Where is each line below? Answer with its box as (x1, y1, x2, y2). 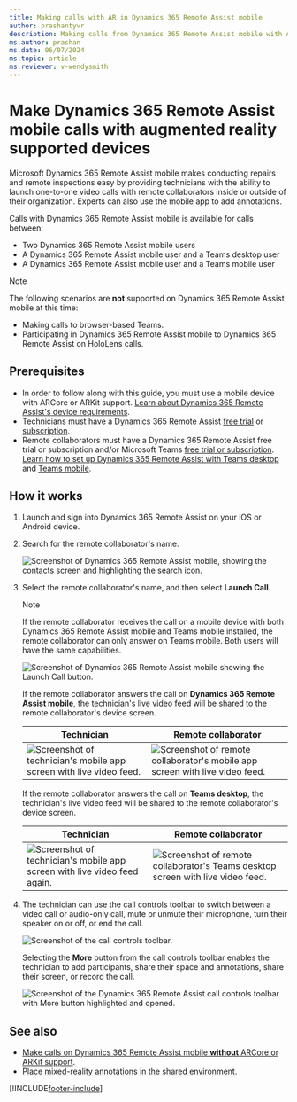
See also (9, 1023, 57, 1038)
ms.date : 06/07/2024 (9, 46, 86, 55)
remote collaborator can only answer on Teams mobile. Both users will (21, 636, 278, 646)
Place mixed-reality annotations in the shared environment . (21, 1066, 238, 1077)
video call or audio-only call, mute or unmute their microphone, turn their (21, 909, 287, 919)
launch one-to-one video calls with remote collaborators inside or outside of (9, 186, 287, 197)
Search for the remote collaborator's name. (21, 538, 179, 550)
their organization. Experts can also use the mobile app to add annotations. (9, 196, 283, 207)
